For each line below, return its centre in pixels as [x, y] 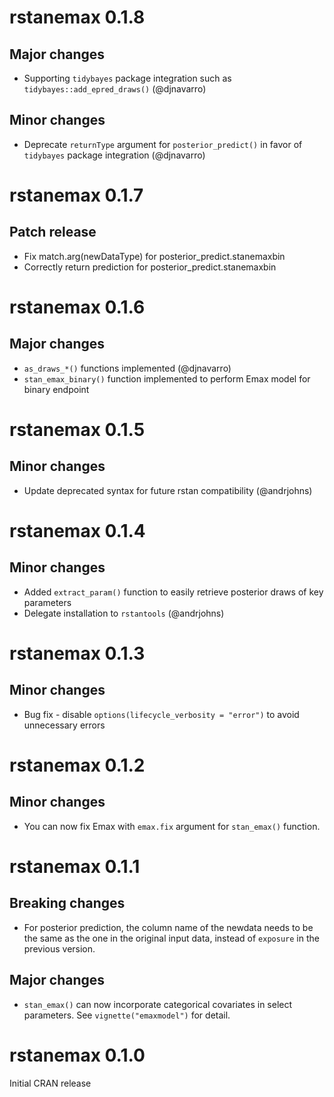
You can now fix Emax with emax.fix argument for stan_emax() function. [172, 826]
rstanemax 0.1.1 [75, 867]
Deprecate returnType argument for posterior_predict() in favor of [163, 144]
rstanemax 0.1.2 [77, 765]
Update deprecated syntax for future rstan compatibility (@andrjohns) [168, 490]
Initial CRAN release [50, 1083]
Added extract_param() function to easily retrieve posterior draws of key [173, 592]
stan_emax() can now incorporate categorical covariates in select [158, 1004]
